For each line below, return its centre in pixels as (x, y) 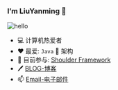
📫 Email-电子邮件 (43, 80)
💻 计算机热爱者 (40, 40)
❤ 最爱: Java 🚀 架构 (45, 51)
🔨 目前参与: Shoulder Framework (64, 60)
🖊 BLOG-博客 (37, 69)
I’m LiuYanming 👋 (37, 11)
